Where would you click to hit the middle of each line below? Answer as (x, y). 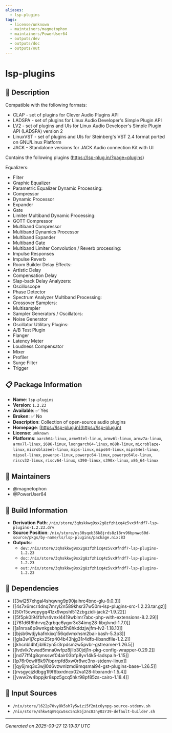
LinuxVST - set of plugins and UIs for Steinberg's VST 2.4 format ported (89, 136)
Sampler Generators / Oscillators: (48, 313)
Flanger (21, 335)
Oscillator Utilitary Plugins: (41, 324)
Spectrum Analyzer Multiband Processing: (57, 297)
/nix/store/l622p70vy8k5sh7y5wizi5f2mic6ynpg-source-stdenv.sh (82, 706)
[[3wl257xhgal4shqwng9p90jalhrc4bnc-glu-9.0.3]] (67, 601)
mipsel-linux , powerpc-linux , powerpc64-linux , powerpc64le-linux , (82, 455)
